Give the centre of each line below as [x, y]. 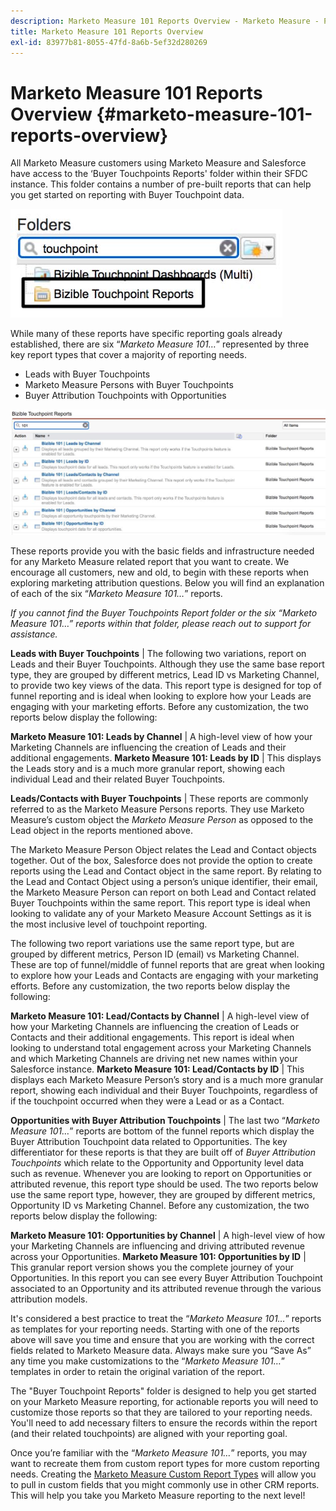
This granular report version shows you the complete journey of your [152, 1267]
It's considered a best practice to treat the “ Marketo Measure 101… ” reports [166, 1319]
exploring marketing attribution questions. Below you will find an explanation [167, 583]
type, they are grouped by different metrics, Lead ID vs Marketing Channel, [165, 675]
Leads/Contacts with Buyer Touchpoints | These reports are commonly [159, 799]
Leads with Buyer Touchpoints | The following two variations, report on [158, 654]
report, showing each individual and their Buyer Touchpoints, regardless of [164, 1091]
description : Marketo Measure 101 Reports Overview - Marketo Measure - [165, 21]
